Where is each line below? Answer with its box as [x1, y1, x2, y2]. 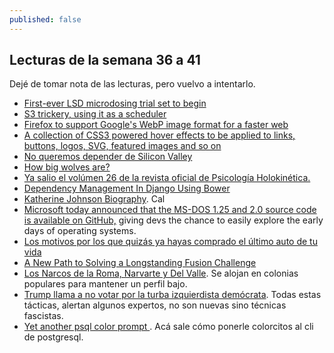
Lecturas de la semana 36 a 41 [9, 52, 201, 69]
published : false [9, 14, 82, 25]
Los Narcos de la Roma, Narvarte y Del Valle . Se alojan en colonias [23, 267, 299, 280]
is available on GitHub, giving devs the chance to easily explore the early [23, 214, 324, 226]
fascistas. [23, 310, 64, 322]
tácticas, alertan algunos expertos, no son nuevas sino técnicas [23, 299, 287, 311]
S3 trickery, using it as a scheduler [23, 108, 167, 120]
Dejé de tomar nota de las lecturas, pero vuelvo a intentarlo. [9, 78, 256, 90]
